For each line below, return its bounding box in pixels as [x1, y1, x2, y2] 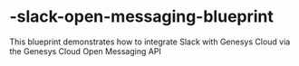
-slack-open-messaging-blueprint [9, 6, 275, 27]
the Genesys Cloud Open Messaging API [9, 45, 161, 56]
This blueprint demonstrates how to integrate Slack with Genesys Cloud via [9, 36, 291, 47]
